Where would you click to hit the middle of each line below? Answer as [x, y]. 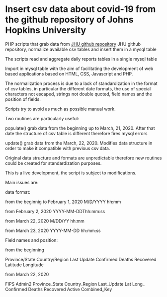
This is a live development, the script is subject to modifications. [71, 173]
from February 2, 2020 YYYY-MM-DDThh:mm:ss [55, 211]
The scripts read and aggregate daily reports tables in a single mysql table [81, 59]
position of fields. [23, 99]
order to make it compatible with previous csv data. [58, 148]
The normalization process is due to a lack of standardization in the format [81, 83]
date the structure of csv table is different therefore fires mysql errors [76, 133]
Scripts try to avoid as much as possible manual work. [60, 109]
